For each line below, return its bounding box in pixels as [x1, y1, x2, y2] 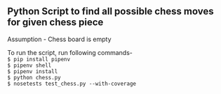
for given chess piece [7, 17, 104, 29]
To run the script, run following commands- [7, 48, 133, 56]
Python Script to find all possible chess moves [7, 6, 214, 17]
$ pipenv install [7, 68, 58, 75]
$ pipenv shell [7, 62, 52, 69]
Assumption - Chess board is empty [7, 35, 112, 43]
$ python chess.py [7, 74, 61, 81]
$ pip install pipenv [7, 56, 71, 63]
